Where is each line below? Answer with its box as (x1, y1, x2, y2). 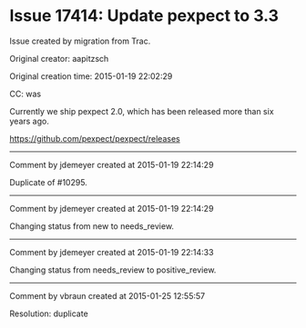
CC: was (9, 88, 42, 99)
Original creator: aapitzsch (9, 53, 109, 64)
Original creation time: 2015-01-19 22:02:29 (9, 70, 173, 82)
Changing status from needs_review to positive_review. (9, 264, 217, 275)
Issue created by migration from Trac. (9, 35, 151, 46)
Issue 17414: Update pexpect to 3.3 (9, 5, 280, 26)
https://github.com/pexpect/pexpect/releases (9, 133, 180, 144)
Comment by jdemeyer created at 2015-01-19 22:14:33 (9, 246, 214, 257)
